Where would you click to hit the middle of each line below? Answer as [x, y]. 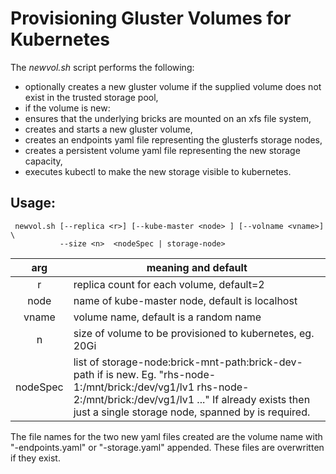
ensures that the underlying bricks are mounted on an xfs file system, [168, 118]
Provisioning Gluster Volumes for [151, 18]
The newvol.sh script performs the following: [102, 67]
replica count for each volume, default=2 [169, 284]
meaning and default [197, 267]
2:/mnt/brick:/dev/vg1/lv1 [134, 399]
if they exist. [35, 458]
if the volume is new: [67, 108]
